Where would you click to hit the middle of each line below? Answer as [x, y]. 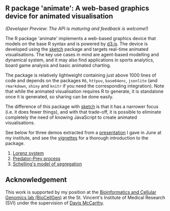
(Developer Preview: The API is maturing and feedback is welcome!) [77, 28]
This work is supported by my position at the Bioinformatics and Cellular [81, 192]
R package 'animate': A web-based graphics [77, 8]
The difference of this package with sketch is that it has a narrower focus [82, 107]
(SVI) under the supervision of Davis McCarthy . [55, 203]
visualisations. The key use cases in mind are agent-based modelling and [82, 54]
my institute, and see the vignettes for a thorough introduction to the [77, 138]
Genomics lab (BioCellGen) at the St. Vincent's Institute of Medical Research [85, 197]
